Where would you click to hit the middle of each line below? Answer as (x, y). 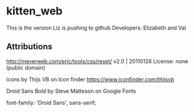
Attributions (30, 47)
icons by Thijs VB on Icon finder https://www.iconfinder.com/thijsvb (90, 79)
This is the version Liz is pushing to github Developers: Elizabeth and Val (96, 28)
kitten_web (34, 11)
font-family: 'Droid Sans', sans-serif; (51, 102)
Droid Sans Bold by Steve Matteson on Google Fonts (71, 91)
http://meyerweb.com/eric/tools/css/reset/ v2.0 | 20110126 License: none (97, 61)
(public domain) (26, 67)
